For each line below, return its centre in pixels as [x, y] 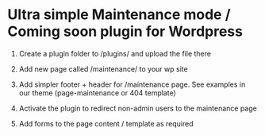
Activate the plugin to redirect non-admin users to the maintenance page [138, 108]
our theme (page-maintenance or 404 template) [97, 92]
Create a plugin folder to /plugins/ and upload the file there [115, 53]
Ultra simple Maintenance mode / [119, 15]
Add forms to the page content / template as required [106, 123]
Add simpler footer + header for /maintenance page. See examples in [132, 84]
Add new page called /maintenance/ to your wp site [103, 68]
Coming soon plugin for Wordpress [125, 31]
